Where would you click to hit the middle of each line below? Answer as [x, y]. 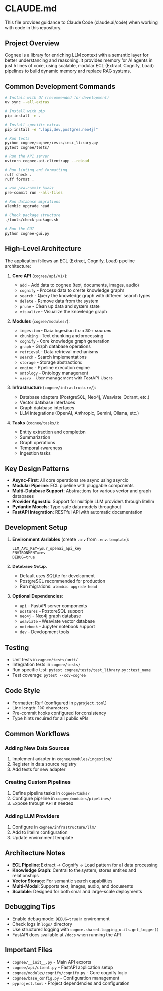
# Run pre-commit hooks [30, 188]
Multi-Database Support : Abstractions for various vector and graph [81, 491]
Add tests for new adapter [39, 769]
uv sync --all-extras [27, 102]
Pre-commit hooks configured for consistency [59, 713]
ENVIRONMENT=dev [29, 553]
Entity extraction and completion [53, 432]
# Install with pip [25, 111]
